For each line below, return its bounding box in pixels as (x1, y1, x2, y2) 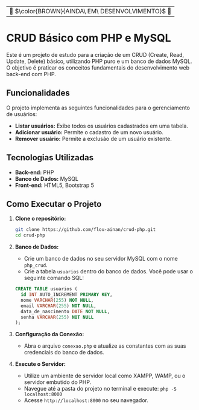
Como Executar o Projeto (6, 199, 102, 209)
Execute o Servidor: (14, 360, 66, 368)
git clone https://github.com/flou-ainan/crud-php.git (14, 227, 156, 233)
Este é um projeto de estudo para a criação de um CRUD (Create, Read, (6, 51, 185, 58)
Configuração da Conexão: (14, 331, 84, 338)
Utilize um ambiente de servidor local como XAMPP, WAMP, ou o (24, 372, 186, 380)
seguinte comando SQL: (24, 275, 84, 282)
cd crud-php (14, 232, 45, 238)
